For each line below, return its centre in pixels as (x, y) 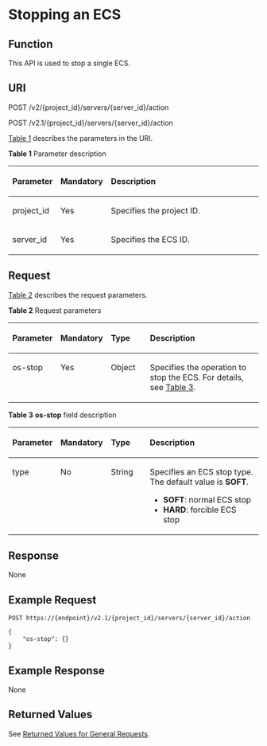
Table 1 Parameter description (58, 154)
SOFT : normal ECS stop (207, 499)
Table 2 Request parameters (55, 310)
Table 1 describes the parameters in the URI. (81, 138)
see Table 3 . (173, 387)
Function (31, 44)
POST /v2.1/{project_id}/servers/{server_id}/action (91, 123)
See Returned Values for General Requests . (79, 733)
